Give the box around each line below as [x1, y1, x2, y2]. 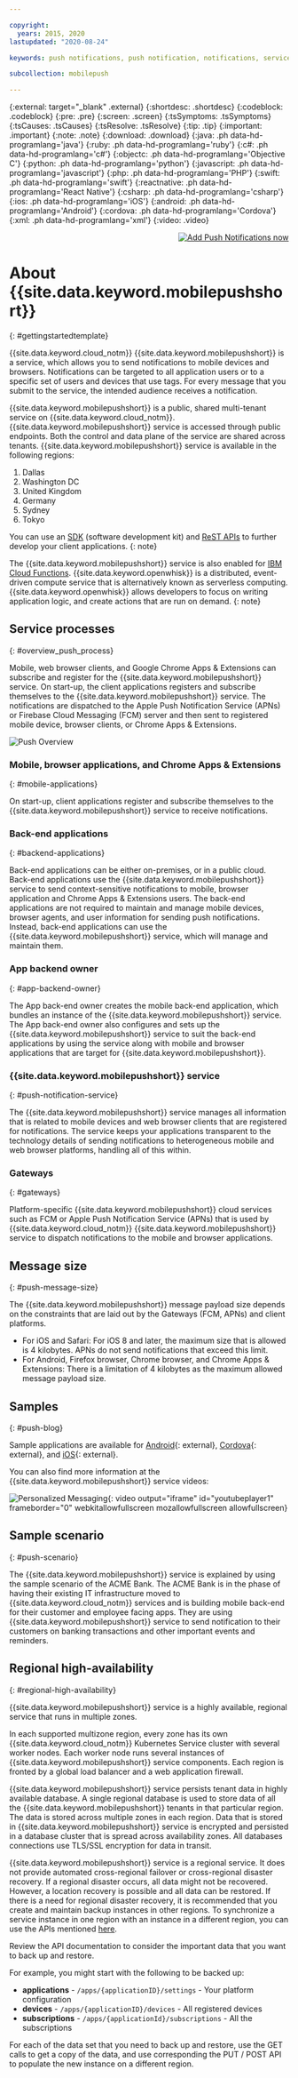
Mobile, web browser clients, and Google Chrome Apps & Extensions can [9, 662, 277, 673]
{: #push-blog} [9, 1422, 64, 1433]
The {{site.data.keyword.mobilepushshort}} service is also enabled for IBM [9, 558, 282, 569]
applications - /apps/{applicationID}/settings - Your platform [21, 1984, 255, 1995]
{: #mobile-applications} [9, 779, 98, 789]
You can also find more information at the [9, 1466, 161, 1476]
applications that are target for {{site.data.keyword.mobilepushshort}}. [9, 1047, 266, 1058]
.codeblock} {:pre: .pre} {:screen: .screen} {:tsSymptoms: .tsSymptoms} [9, 111, 272, 122]
